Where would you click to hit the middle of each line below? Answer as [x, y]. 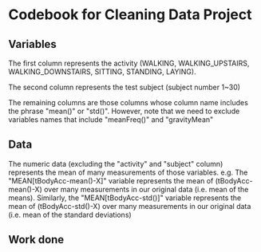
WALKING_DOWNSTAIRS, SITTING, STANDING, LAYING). [103, 72]
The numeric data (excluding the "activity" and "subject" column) [116, 163]
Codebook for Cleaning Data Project [130, 15]
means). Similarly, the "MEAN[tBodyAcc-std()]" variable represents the [125, 198]
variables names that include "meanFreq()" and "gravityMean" [111, 120]
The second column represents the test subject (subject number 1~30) [125, 87]
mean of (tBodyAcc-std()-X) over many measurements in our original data [130, 206]
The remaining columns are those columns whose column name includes [129, 102]
